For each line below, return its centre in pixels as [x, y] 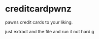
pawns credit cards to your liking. [39, 22]
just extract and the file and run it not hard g [50, 31]
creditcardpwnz [38, 9]
